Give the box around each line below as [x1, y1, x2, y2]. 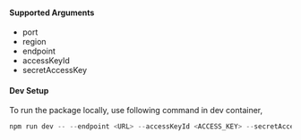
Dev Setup [9, 85, 49, 95]
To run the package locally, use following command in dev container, [9, 105, 262, 116]
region [21, 37, 47, 47]
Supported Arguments [9, 7, 95, 18]
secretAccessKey [21, 65, 88, 76]
